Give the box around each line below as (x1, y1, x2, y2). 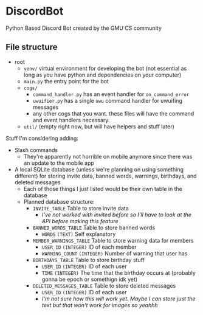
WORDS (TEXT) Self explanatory (41, 230, 116, 238)
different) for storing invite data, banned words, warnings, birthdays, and (14, 172, 197, 179)
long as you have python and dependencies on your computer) (23, 71, 182, 78)
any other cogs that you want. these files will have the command (32, 109, 194, 117)
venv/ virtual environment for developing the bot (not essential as (23, 64, 187, 72)
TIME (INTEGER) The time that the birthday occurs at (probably (41, 269, 196, 276)
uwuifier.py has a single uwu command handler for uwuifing (32, 97, 183, 104)
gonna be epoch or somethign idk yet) (41, 275, 138, 283)
